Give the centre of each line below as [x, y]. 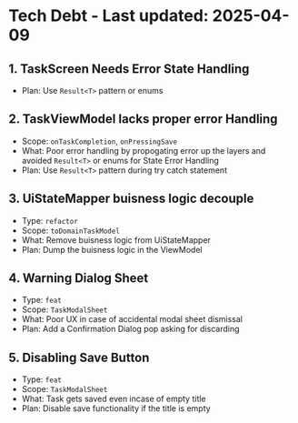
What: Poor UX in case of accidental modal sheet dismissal [132, 319]
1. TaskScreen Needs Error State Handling [129, 69]
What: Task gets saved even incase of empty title [114, 399]
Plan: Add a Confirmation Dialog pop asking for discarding [130, 329]
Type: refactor [50, 220]
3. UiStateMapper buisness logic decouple [131, 199]
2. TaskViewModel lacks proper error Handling [143, 119]
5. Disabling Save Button [79, 357]
